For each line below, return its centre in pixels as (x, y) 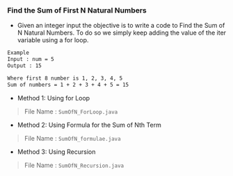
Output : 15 (24, 66)
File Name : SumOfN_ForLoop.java (71, 111)
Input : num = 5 (31, 60)
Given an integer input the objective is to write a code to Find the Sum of (121, 26)
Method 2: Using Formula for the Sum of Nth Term (89, 125)
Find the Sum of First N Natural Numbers (77, 10)
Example (18, 53)
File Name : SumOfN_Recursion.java (74, 165)
